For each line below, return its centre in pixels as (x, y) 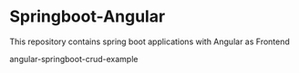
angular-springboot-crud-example (74, 59)
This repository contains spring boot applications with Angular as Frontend (149, 41)
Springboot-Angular (88, 17)
